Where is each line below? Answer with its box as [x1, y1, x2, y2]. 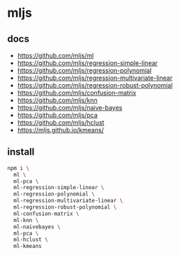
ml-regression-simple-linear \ [13, 184, 105, 191]
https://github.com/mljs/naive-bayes [17, 104, 123, 111]
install [7, 146, 35, 158]
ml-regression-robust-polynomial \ [13, 204, 117, 211]
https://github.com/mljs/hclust [17, 118, 105, 127]
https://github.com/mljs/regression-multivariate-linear [17, 74, 173, 82]
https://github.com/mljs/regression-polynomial [17, 67, 152, 74]
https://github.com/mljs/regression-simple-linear [17, 59, 158, 67]
